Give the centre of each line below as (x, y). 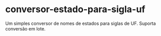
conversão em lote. (25, 28)
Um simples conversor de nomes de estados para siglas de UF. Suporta (81, 23)
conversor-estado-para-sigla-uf (75, 9)
